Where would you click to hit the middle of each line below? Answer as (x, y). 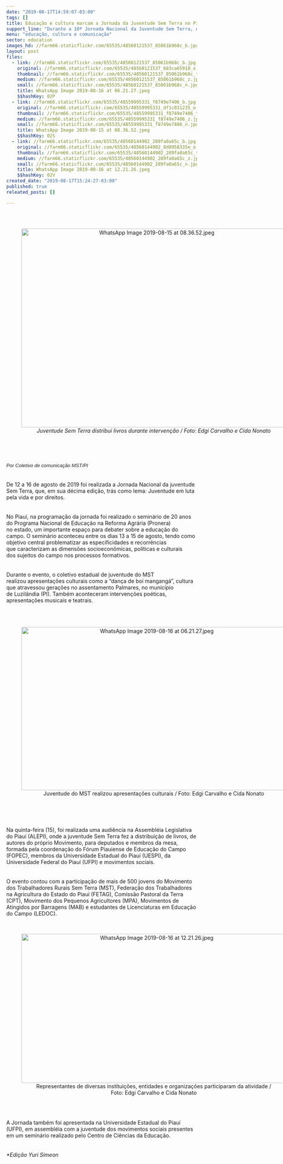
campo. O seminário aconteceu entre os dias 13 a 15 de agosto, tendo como (101, 536)
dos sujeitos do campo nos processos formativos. (68, 555)
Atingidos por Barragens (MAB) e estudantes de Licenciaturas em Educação (101, 907)
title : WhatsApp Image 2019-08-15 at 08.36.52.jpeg (83, 130)
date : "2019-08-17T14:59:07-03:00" (51, 12)
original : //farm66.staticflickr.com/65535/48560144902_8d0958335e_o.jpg (112, 147)
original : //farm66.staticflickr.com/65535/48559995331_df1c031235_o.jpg (112, 108)
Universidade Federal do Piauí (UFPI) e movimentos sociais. (81, 862)
